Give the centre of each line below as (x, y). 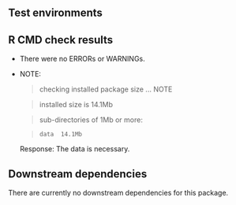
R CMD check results (61, 40)
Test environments (55, 13)
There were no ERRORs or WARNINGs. (82, 59)
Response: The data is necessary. (75, 149)
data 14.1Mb (61, 134)
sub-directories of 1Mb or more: (91, 120)
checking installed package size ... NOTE (106, 89)
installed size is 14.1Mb (76, 105)
